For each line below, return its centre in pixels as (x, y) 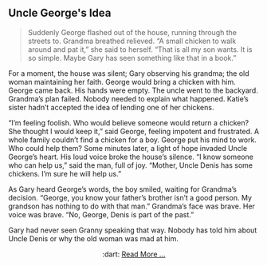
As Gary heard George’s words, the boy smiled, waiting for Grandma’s (123, 189)
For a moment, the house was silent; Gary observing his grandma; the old (129, 73)
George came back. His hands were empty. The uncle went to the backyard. (133, 90)
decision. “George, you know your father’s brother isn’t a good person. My (130, 197)
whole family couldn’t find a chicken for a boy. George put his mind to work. (133, 140)
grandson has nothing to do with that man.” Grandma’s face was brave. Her (132, 206)
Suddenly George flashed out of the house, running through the (132, 32)
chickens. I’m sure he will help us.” (65, 173)
